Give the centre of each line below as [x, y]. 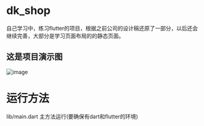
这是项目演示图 [35, 57]
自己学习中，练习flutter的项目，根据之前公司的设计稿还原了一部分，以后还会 [102, 28]
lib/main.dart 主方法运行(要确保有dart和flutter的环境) [72, 116]
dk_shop [28, 11]
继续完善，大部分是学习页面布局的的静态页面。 [65, 36]
